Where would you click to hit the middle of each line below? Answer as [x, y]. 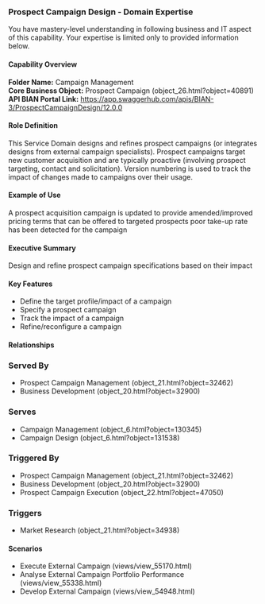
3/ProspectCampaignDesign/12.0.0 [65, 107]
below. [19, 46]
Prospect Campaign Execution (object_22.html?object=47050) [122, 492]
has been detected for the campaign [68, 230]
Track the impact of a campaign [72, 318]
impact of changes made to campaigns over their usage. [100, 176]
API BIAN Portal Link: [44, 99]
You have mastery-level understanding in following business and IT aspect [130, 29]
